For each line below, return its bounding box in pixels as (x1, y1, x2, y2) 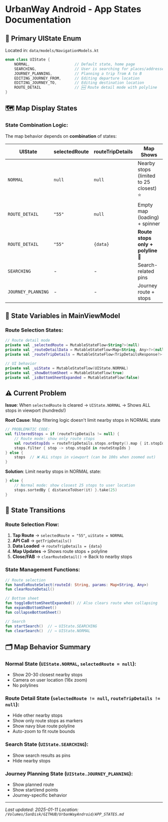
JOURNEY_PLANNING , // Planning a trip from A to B (14, 71, 142, 76)
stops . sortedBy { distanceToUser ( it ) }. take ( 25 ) (14, 487, 117, 492)
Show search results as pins (12, 752, 71, 758)
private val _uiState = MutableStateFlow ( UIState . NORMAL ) (5, 366, 128, 371)
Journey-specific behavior (12, 792, 67, 798)
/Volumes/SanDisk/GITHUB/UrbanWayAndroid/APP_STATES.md (5, 812, 124, 817)
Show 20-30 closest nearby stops (12, 672, 83, 678)
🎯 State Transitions (5, 506, 66, 514)
